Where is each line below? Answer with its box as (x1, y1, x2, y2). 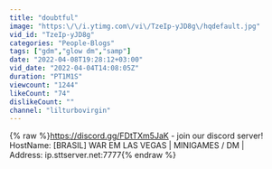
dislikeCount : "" (9, 97, 75, 107)
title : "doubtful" (9, 13, 79, 23)
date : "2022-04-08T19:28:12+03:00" (9, 55, 144, 64)
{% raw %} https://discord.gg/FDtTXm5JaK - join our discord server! (9, 130, 264, 141)
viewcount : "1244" (9, 80, 79, 89)
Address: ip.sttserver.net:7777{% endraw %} (9, 150, 176, 161)
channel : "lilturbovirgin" (9, 106, 111, 115)
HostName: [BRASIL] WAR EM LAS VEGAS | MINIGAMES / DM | (9, 140, 245, 151)
